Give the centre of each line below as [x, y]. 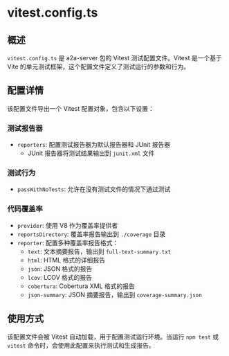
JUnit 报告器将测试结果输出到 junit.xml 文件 [91, 153]
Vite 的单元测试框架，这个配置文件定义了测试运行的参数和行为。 [99, 66]
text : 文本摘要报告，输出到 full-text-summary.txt [99, 251]
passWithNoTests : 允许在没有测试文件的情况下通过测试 [94, 189]
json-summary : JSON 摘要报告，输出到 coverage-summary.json [114, 294]
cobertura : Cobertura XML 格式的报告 [81, 286]
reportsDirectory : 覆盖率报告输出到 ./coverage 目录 [91, 234]
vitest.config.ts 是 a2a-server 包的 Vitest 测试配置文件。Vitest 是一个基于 [115, 58]
